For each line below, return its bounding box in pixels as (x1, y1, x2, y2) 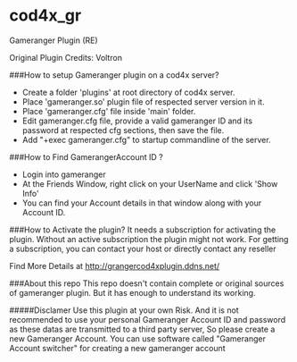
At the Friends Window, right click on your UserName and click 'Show (21, 178, 278, 189)
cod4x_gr (9, 5, 82, 26)
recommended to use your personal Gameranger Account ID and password (9, 314, 286, 324)
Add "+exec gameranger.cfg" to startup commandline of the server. (21, 134, 271, 145)
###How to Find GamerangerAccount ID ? (9, 151, 163, 162)
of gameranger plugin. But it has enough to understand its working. (9, 287, 256, 298)
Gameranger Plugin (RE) (9, 35, 98, 46)
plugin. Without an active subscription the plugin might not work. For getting (9, 233, 289, 244)
